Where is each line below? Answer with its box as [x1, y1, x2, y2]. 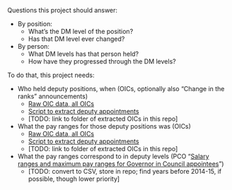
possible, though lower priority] [28, 174, 120, 183]
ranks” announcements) [17, 92, 88, 100]
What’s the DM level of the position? [28, 28, 134, 35]
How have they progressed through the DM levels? [28, 57, 176, 66]
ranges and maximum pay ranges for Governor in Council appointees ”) [17, 160, 224, 168]
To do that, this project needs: [7, 71, 95, 79]
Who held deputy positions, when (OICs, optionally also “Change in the [17, 85, 225, 93]
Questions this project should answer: [7, 6, 118, 14]
